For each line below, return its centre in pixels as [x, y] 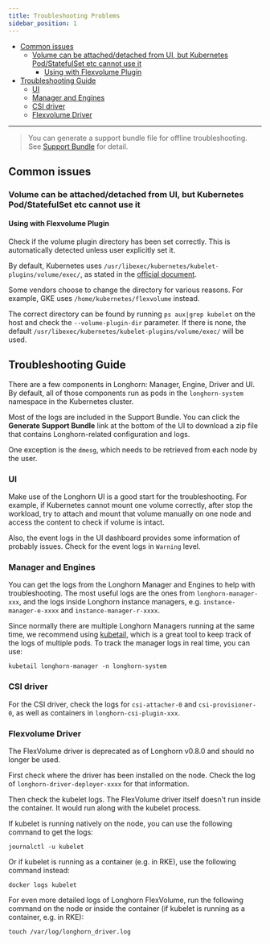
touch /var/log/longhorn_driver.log [70, 932]
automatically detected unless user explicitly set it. [92, 250]
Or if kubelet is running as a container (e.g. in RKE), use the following [123, 862]
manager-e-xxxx [34, 611]
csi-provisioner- [227, 705]
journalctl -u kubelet [46, 847]
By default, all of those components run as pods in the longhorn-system [126, 393]
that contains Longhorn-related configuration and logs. [99, 434]
